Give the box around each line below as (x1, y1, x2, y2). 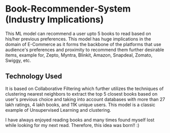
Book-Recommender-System (5, 3, 131, 15)
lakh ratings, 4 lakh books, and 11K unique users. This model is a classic (5, 102, 156, 108)
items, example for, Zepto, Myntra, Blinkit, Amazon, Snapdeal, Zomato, (5, 52, 153, 58)
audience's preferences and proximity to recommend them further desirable (5, 47, 164, 53)
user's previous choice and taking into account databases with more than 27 (5, 96, 165, 102)
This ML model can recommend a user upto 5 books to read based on (5, 30, 151, 36)
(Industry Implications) (5, 14, 104, 25)
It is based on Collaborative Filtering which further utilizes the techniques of (5, 85, 164, 92)
